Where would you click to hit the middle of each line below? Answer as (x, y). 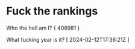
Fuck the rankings (52, 11)
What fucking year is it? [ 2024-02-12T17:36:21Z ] (68, 39)
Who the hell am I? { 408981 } (43, 28)
